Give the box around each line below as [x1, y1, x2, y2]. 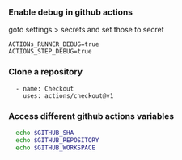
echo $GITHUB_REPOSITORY [15, 136, 99, 144]
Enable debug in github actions [8, 6, 133, 18]
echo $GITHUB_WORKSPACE [15, 144, 95, 152]
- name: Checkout [15, 84, 74, 93]
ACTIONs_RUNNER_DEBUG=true [8, 40, 99, 48]
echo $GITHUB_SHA [15, 128, 74, 137]
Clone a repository [8, 66, 83, 78]
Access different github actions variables [8, 110, 175, 121]
